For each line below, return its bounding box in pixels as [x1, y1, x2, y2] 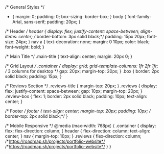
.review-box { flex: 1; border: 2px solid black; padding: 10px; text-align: [5, 93, 148, 99]
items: [5, 34, 18, 39]
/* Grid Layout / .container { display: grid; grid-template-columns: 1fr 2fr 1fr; [5, 63, 158, 69]
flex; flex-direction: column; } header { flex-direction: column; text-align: [5, 128, 151, 134]
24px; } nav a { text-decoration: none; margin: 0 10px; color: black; [15, 39, 150, 45]
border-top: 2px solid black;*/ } [5, 113, 68, 119]
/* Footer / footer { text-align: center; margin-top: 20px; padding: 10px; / [5, 108, 151, 114]
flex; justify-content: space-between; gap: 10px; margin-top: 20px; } [5, 88, 143, 94]
